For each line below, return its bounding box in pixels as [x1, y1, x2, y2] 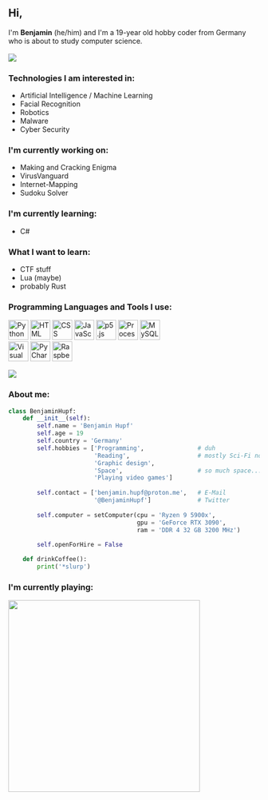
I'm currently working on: [8, 145, 109, 156]
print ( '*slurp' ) [37, 563, 91, 571]
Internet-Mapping [19, 180, 78, 189]
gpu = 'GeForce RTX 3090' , [136, 519, 227, 527]
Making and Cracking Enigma [19, 163, 117, 173]
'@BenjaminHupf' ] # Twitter [93, 496, 230, 504]
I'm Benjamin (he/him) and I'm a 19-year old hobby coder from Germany [8, 27, 246, 37]
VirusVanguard [19, 171, 69, 181]
